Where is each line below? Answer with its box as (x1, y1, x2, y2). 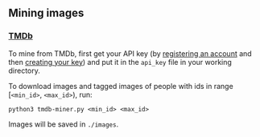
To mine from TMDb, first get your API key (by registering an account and (8, 48, 252, 58)
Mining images (8, 6, 85, 20)
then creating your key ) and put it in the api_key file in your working (8, 57, 232, 66)
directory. (8, 66, 40, 75)
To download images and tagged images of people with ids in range (8, 81, 233, 91)
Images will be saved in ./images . (8, 119, 119, 129)
